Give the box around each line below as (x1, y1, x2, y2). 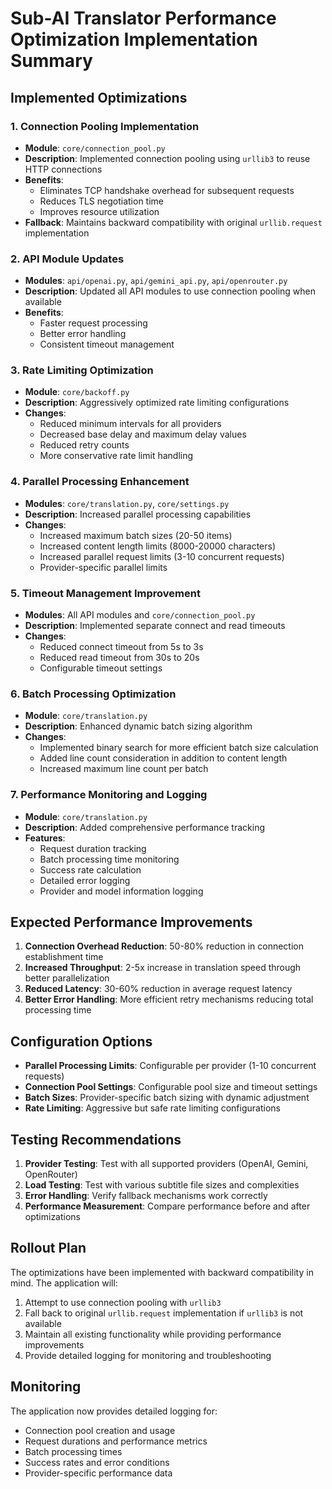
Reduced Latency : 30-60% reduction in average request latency (24, 983, 293, 995)
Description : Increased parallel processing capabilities (24, 508, 252, 520)
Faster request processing (39, 317, 148, 329)
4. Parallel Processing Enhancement (10, 475, 190, 489)
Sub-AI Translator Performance (10, 7, 277, 30)
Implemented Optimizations (10, 89, 188, 106)
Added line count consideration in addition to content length (39, 752, 288, 764)
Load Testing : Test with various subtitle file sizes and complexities (24, 1179, 300, 1191)
